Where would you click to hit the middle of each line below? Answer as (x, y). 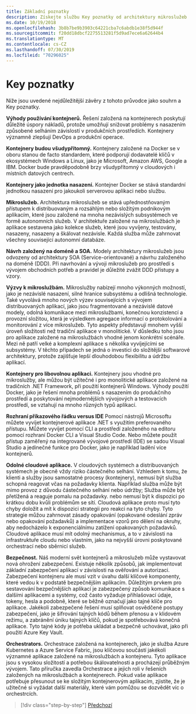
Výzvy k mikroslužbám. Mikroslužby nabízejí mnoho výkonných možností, (96, 287)
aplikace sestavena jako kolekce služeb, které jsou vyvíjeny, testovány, (91, 227)
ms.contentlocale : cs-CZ (36, 45)
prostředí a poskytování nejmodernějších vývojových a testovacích (86, 398)
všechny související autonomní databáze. (56, 240)
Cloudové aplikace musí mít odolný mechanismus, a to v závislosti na (89, 533)
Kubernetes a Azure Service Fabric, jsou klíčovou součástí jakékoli (86, 650)
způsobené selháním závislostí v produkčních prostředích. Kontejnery (90, 130)
